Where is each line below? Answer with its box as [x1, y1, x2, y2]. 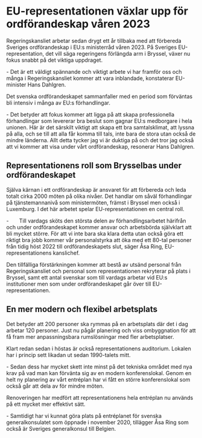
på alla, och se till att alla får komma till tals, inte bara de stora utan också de [6, 130, 196, 137]
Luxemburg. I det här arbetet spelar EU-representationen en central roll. [6, 205, 185, 212]
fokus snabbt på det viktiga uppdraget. [6, 56, 103, 64]
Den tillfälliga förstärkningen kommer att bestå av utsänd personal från [6, 261, 182, 268]
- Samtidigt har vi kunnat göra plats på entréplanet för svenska [6, 412, 162, 419]
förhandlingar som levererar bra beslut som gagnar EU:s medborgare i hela [6, 117, 193, 125]
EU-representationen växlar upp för [6, 4, 189, 18]
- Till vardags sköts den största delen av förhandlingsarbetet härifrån [6, 217, 186, 224]
